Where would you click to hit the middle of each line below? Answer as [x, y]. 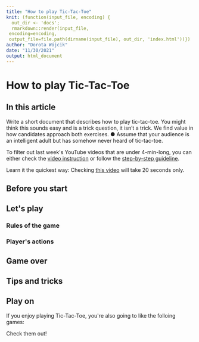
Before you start [37, 189]
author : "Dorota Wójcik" [37, 45]
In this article [31, 107]
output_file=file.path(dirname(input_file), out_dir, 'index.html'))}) [99, 39]
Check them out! [27, 333]
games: [15, 322]
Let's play [25, 209]
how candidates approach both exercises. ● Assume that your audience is [98, 134]
